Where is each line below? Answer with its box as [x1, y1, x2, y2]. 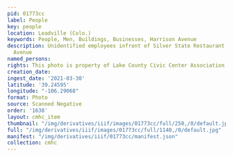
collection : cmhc [7, 140, 58, 147]
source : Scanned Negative [7, 101, 82, 108]
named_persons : [7, 56, 51, 63]
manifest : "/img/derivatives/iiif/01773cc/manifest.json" [7, 133, 178, 140]
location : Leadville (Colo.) [7, 29, 92, 37]
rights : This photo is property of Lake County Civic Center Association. [7, 62, 228, 69]
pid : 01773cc [7, 10, 45, 17]
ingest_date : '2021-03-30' [7, 74, 85, 82]
